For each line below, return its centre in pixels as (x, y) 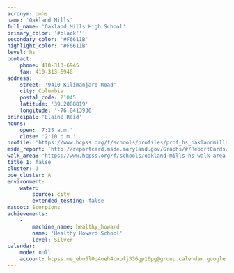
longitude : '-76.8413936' (57, 110)
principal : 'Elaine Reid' (45, 117)
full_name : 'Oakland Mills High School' (67, 26)
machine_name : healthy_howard (76, 226)
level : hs (22, 53)
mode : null (36, 253)
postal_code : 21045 (48, 98)
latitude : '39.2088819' (54, 104)
